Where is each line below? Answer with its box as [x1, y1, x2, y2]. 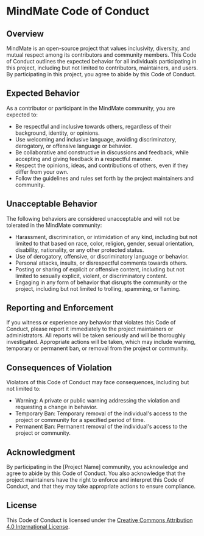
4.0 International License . [6, 523, 70, 530]
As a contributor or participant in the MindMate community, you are [6, 104, 175, 112]
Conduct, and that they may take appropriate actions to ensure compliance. [6, 483, 196, 490]
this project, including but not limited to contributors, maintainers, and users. [6, 64, 198, 71]
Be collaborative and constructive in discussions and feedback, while [15, 148, 189, 156]
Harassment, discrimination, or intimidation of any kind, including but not [15, 233, 198, 240]
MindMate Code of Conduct [6, 4, 150, 18]
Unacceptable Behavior [6, 199, 97, 209]
